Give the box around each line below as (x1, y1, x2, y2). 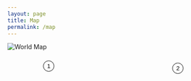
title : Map (7, 17, 40, 24)
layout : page (7, 10, 46, 18)
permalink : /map (7, 23, 56, 30)
